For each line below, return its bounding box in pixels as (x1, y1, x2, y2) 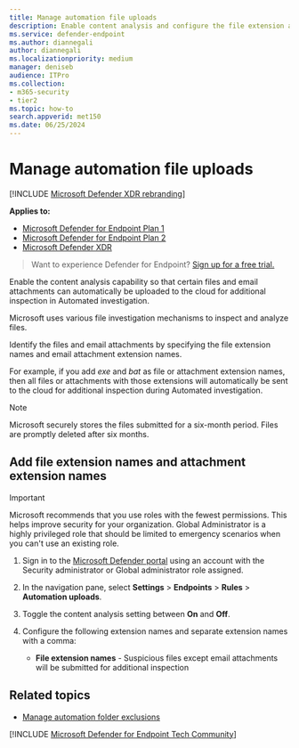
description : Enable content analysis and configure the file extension (9, 21, 285, 30)
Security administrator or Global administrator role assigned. (21, 565, 244, 575)
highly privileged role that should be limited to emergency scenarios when (9, 528, 281, 539)
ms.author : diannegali (9, 37, 93, 47)
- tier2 (9, 95, 38, 105)
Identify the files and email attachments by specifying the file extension (9, 339, 271, 350)
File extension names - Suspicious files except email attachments (35, 652, 279, 663)
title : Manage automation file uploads (9, 12, 158, 22)
